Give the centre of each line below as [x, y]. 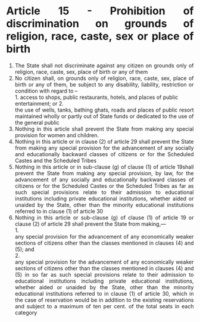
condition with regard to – [46, 91]
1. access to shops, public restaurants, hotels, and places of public [96, 97]
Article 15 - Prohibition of [100, 11]
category [26, 312]
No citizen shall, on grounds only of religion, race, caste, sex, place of [104, 78]
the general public [37, 122]
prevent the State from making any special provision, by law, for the [104, 173]
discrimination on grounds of [100, 24]
